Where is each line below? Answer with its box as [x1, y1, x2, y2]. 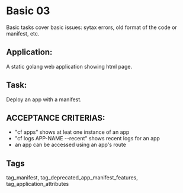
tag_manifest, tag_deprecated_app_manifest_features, [6, 174, 138, 181]
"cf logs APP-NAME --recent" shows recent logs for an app [14, 135, 160, 142]
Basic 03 [6, 4, 50, 18]
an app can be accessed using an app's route [14, 141, 126, 149]
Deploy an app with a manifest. [6, 96, 82, 103]
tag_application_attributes [6, 181, 69, 188]
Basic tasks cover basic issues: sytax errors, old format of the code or [6, 24, 178, 31]
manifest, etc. [6, 30, 40, 37]
